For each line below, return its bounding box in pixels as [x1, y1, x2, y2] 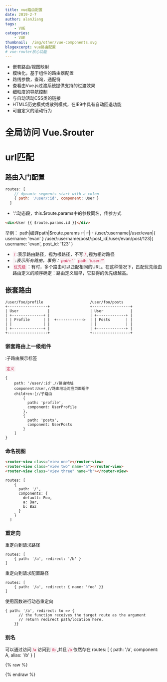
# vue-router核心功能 [5, 49, 47, 54]
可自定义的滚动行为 [12, 107, 52, 113]
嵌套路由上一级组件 [5, 343, 51, 350]
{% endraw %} [5, 671, 36, 677]
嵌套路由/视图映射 [12, 64, 49, 70]
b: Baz [23, 504, 37, 509]
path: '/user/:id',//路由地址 [14, 381, 74, 386]
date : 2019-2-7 [5, 12, 37, 17]
